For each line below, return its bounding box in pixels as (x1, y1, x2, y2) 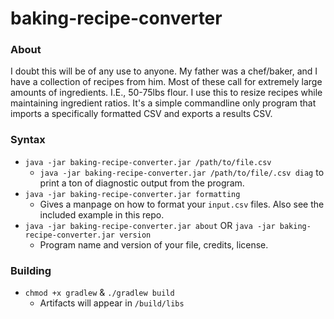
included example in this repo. (39, 208, 165, 221)
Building (10, 263, 52, 277)
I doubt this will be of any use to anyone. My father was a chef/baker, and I (10, 65, 318, 77)
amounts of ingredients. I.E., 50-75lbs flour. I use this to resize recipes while (10, 87, 323, 99)
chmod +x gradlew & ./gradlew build (24, 287, 175, 299)
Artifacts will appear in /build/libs (39, 297, 185, 309)
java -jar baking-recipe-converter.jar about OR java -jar (24, 219, 276, 231)
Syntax (10, 133, 46, 147)
